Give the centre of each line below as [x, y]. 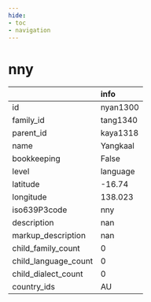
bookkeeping [36, 158]
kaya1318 [120, 133]
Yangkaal [118, 146]
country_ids [33, 287]
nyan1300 [120, 107]
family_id [28, 121]
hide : [17, 15]
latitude [26, 185]
